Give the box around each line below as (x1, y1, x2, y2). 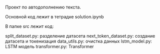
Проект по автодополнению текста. (5, 4, 81, 10)
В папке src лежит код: (5, 23, 54, 29)
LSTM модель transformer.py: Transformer (5, 44, 94, 49)
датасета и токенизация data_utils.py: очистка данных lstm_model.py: (5, 38, 152, 44)
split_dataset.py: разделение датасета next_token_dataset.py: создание (5, 33, 156, 39)
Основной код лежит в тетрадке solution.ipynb (5, 14, 104, 19)
